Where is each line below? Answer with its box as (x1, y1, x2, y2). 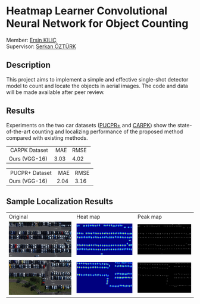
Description (6, 60, 51, 70)
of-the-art (6, 128, 31, 135)
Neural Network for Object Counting (6, 17, 189, 30)
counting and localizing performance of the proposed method (32, 128, 183, 135)
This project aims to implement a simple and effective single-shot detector (6, 76, 189, 83)
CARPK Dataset (10, 147, 49, 154)
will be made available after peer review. (6, 88, 105, 96)
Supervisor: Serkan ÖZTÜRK (6, 43, 76, 50)
